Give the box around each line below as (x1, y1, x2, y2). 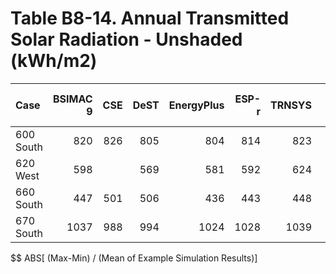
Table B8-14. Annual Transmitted (10, 7, 290, 30)
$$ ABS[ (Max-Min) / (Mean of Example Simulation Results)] (10, 252, 258, 264)
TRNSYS (270, 98, 313, 112)
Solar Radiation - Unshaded (10, 28, 243, 51)
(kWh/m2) (10, 50, 98, 72)
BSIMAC (53, 92, 93, 106)
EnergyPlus (168, 98, 225, 112)
